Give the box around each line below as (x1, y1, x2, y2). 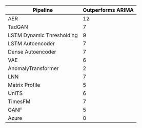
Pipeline (32, 7, 53, 13)
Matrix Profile (8, 82, 40, 88)
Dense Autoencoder (8, 48, 56, 55)
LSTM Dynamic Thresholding (8, 32, 78, 39)
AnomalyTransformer (8, 65, 59, 72)
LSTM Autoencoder (8, 40, 55, 47)
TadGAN (8, 23, 28, 30)
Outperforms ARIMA (83, 7, 134, 13)
